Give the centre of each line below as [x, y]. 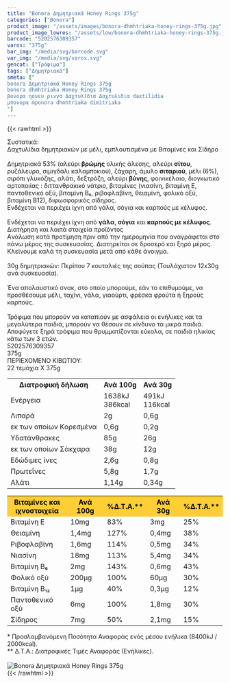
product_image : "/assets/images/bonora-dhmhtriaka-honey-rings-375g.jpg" [115, 26]
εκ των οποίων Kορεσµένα [54, 427]
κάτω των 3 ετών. [33, 338]
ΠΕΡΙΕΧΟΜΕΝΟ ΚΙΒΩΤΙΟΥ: [44, 360]
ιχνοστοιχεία [37, 510]
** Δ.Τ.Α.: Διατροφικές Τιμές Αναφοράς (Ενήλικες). [80, 651]
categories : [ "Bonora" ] [41, 20]
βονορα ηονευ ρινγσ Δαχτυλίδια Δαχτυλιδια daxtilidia [86, 97]
